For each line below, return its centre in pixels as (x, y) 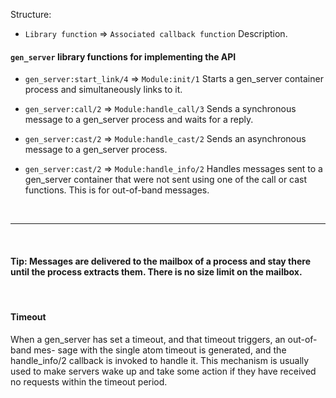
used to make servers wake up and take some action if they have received (163, 371)
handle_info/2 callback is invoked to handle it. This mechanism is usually (160, 360)
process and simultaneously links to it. (103, 90)
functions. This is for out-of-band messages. (117, 190)
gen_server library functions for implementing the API (123, 56)
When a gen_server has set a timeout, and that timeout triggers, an (148, 339)
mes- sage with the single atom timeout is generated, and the (160, 350)
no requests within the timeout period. (89, 381)
